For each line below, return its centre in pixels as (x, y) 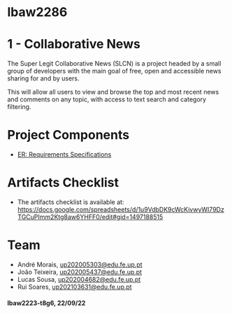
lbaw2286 (37, 12)
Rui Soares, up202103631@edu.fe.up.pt (74, 287)
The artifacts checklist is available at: (71, 202)
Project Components (68, 135)
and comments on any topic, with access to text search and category (107, 99)
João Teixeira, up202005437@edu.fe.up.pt (79, 272)
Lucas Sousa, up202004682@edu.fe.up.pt (79, 279)
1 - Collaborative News (74, 44)
